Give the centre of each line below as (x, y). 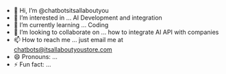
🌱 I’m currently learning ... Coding (61, 25)
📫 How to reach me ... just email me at (68, 40)
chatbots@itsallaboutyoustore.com (63, 50)
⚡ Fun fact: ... (32, 64)
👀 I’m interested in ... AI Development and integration (88, 18)
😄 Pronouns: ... (36, 57)
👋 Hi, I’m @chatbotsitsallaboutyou (61, 11)
